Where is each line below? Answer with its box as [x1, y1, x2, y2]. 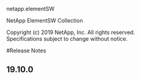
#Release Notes [6, 47, 46, 54]
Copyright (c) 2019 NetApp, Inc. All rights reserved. [6, 29, 136, 36]
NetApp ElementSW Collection [6, 17, 84, 24]
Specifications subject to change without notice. [6, 35, 128, 42]
